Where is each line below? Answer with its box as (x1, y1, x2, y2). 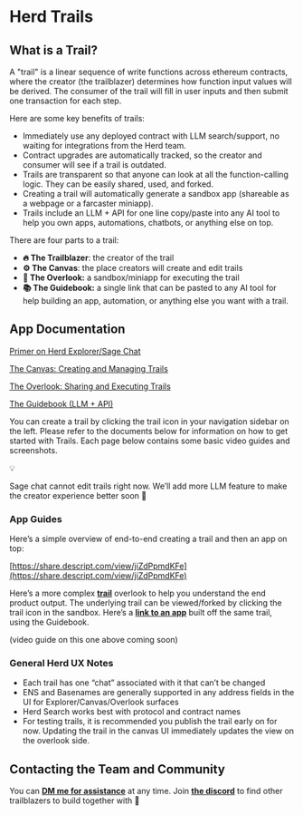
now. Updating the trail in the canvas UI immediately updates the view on (22, 725, 295, 736)
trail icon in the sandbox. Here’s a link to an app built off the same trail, (9, 607, 273, 618)
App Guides (9, 512, 62, 525)
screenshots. (9, 444, 58, 455)
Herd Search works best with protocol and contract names (22, 706, 241, 717)
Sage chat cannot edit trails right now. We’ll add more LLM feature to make (9, 480, 288, 491)
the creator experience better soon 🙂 (9, 490, 147, 500)
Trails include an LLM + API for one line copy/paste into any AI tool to (22, 208, 280, 218)
